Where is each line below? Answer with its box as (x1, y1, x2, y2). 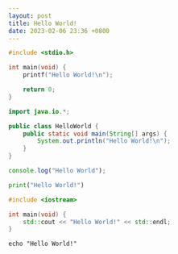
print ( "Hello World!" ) (8, 181, 85, 189)
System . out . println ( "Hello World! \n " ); (37, 137, 172, 145)
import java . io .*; (8, 107, 70, 115)
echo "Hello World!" (8, 239, 78, 248)
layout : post (8, 11, 52, 20)
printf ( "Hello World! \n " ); (23, 71, 114, 79)
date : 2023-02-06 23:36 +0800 (8, 27, 110, 35)
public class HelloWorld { (8, 122, 99, 130)
